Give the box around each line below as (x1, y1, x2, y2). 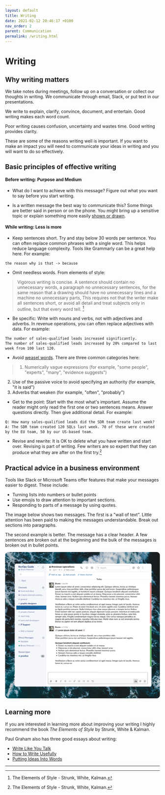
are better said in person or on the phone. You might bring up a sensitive (12, 207, 159, 213)
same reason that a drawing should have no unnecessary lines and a (17, 289, 156, 295)
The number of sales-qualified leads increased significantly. (5, 336, 137, 341)
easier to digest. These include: (5, 482, 69, 488)
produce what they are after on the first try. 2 (12, 449, 102, 455)
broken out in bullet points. (5, 542, 59, 548)
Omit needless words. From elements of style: (12, 269, 106, 276)
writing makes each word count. (5, 114, 70, 119)
